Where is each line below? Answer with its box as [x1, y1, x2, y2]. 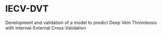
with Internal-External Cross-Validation [5, 24, 86, 30]
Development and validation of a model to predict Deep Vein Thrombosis [5, 19, 157, 25]
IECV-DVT [5, 3, 49, 14]
